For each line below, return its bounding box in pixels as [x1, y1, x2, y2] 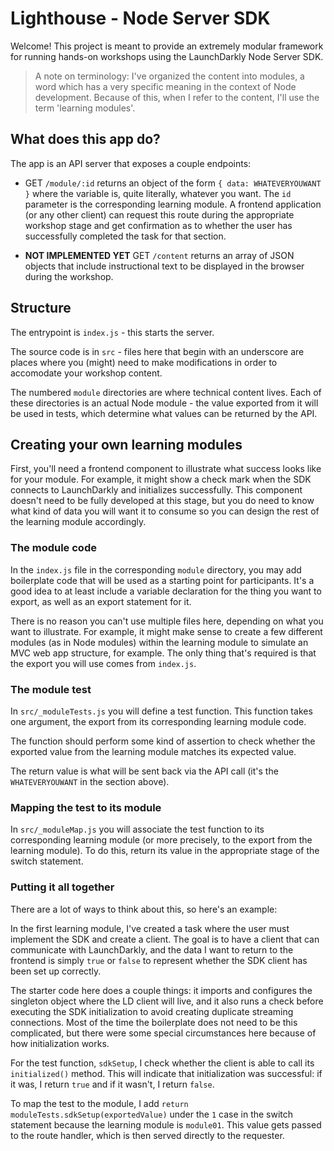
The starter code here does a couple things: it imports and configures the [10, 984, 313, 996]
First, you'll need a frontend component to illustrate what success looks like [10, 463, 322, 475]
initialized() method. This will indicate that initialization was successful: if [10, 1067, 323, 1079]
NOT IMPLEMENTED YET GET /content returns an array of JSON [24, 249, 295, 261]
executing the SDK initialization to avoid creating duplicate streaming [10, 1005, 294, 1017]
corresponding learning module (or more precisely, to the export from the [10, 834, 313, 846]
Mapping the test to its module [10, 800, 162, 814]
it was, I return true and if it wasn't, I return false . [10, 1078, 215, 1090]
